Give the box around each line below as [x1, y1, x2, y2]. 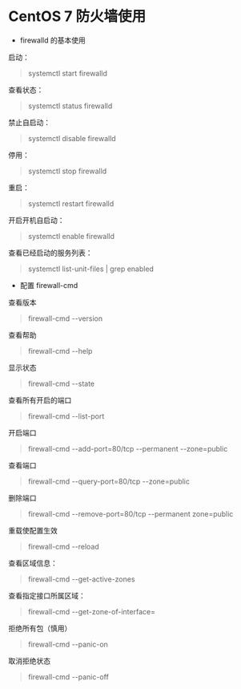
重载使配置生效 [8, 525, 58, 535]
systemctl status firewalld [27, 101, 113, 111]
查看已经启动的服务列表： [8, 248, 93, 257]
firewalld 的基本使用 [19, 35, 86, 45]
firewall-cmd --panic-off [27, 671, 110, 682]
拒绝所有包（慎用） [8, 623, 72, 633]
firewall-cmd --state [27, 379, 95, 388]
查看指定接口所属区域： [8, 590, 86, 600]
